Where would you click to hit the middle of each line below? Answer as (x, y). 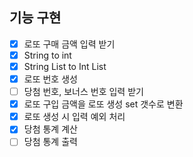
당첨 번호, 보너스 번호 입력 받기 (83, 92)
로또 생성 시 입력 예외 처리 (74, 117)
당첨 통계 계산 (50, 129)
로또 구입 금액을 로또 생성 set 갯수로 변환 (103, 104)
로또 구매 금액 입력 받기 (69, 44)
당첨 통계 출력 (50, 142)
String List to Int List (65, 66)
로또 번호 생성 (50, 79)
